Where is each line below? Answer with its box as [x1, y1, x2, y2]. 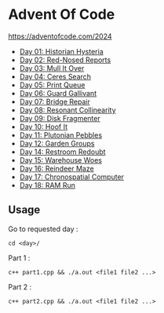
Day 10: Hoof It [19, 122, 68, 131]
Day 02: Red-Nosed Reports [19, 55, 111, 64]
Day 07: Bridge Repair [19, 97, 90, 106]
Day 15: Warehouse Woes [19, 155, 102, 164]
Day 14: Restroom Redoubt [19, 147, 106, 156]
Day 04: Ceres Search [19, 72, 92, 81]
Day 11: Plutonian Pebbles [19, 130, 103, 139]
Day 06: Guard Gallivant [19, 88, 97, 98]
